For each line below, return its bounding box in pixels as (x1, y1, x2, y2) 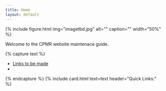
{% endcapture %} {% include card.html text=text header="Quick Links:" (5, 75, 157, 81)
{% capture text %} (5, 51, 45, 57)
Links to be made (12, 60, 49, 66)
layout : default (5, 12, 39, 17)
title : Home (5, 7, 30, 13)
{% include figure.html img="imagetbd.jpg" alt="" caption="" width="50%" (5, 26, 161, 32)
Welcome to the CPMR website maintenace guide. (5, 41, 109, 47)
